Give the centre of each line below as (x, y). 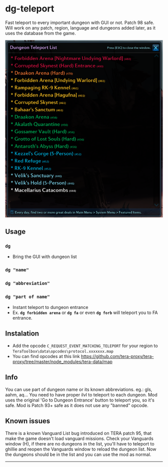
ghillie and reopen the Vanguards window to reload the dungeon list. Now (81, 449)
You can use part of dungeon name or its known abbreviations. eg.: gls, (79, 389)
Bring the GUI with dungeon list (44, 256)
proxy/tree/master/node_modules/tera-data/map (62, 361)
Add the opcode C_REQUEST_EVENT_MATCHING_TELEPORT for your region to (85, 345)
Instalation (22, 334)
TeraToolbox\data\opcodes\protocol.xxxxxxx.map (63, 351)
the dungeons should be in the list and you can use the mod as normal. (78, 454)
